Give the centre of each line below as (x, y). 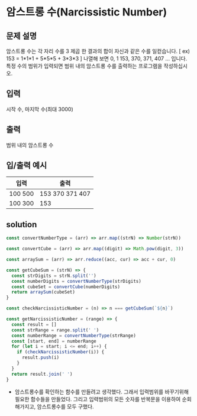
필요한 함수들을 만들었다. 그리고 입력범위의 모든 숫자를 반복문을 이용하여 (98, 399)
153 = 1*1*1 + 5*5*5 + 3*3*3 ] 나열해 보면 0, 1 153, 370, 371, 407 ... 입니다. (97, 59)
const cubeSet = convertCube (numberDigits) (66, 287)
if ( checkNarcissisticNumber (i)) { (61, 352)
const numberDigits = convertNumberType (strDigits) (77, 281)
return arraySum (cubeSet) (43, 292)
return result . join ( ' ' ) (42, 374)
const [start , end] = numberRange (54, 341)
